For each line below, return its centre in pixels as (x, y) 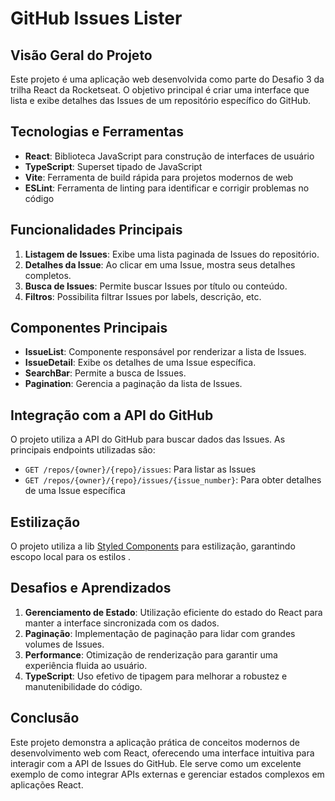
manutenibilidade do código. (83, 686)
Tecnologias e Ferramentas (97, 132)
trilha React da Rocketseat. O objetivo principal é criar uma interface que (160, 90)
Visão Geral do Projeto (81, 55)
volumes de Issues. (64, 644)
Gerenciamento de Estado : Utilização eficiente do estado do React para (173, 612)
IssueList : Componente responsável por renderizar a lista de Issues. (165, 352)
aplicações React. (47, 784)
